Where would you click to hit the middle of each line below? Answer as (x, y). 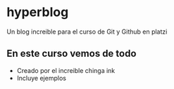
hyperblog (38, 12)
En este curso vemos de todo (72, 54)
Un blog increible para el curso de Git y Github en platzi (87, 32)
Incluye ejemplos (41, 78)
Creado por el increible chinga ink (66, 70)
